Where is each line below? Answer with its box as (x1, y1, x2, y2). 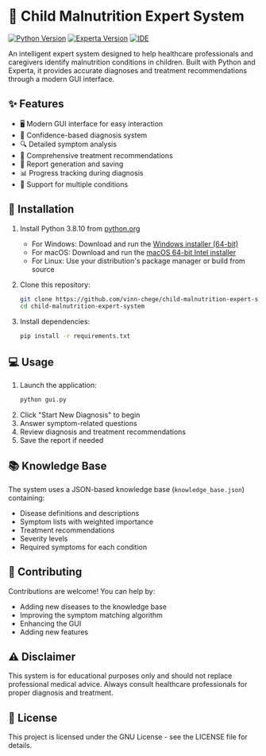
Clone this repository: (19, 280, 91, 289)
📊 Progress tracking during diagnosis (19, 168, 144, 177)
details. (8, 741, 33, 750)
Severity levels (19, 533, 68, 543)
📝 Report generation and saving (19, 159, 124, 169)
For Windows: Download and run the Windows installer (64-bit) (31, 238, 239, 249)
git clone (19, 295, 53, 303)
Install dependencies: (19, 317, 91, 327)
